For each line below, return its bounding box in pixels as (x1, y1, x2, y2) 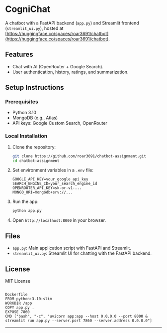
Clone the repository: (12, 144, 56, 150)
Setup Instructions (5, 83, 64, 92)
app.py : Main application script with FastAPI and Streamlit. (12, 245, 132, 251)
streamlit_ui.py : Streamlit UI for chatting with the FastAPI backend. (12, 250, 152, 256)
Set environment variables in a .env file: (12, 167, 93, 173)
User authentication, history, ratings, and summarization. (12, 69, 129, 75)
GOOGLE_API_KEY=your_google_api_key (12, 177, 88, 182)
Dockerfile (5, 292, 28, 297)
